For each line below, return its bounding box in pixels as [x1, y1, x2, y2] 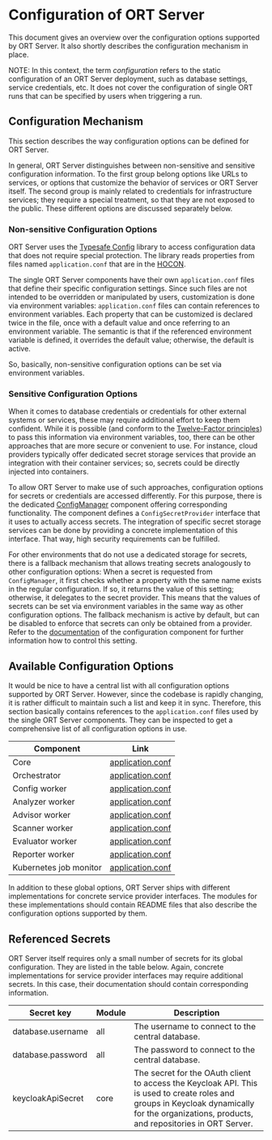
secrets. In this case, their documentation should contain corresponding [8, 979, 249, 989]
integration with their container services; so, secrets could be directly [8, 458, 240, 468]
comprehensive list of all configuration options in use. [8, 724, 188, 734]
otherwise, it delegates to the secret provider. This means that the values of [8, 593, 261, 602]
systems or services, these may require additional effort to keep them [8, 415, 240, 425]
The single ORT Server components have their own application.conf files [8, 275, 255, 285]
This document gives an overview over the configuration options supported [8, 32, 261, 42]
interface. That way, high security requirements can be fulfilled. [8, 534, 220, 544]
